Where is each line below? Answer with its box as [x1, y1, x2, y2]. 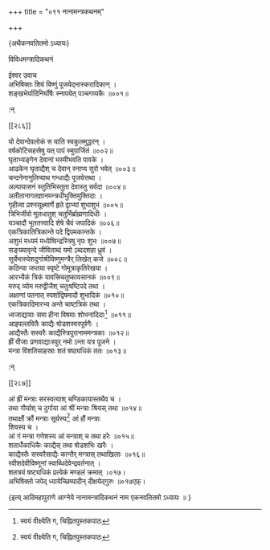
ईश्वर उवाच [8, 71, 38, 79]
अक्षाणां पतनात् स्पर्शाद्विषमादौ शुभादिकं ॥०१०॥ [8, 291, 125, 299]
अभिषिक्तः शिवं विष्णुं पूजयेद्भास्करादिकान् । [8, 79, 117, 89]
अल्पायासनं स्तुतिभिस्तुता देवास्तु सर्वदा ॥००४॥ [8, 182, 126, 191]
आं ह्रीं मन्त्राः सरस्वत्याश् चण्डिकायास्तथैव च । [8, 393, 122, 404]
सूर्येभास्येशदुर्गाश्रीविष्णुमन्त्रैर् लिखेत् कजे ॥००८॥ [8, 255, 127, 263]
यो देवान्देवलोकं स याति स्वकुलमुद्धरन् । [8, 136, 106, 146]
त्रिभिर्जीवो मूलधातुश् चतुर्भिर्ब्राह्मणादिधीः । [8, 209, 108, 218]
